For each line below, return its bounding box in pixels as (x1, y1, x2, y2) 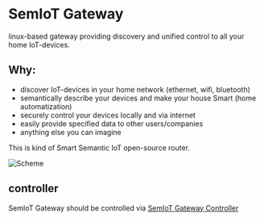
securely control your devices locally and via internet (19, 110, 196, 120)
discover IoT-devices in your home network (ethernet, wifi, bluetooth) (19, 84, 251, 94)
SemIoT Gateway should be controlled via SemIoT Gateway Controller (8, 203, 239, 213)
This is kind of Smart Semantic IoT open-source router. (8, 142, 191, 153)
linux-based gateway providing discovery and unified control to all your (8, 31, 245, 41)
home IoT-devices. (8, 39, 70, 49)
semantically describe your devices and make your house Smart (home (19, 93, 257, 103)
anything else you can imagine (19, 127, 122, 137)
